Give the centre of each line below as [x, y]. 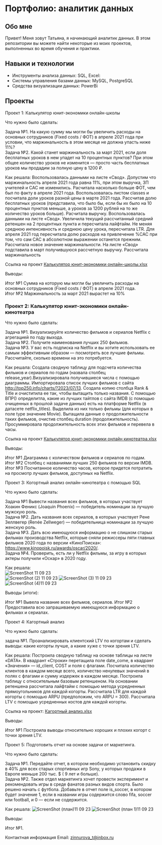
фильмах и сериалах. [27, 612]
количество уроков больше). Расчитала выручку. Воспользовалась [75, 213]
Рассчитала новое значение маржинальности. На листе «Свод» [72, 244]
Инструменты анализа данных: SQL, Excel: [56, 75]
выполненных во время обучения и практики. [53, 48]
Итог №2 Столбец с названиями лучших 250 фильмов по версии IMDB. [79, 463]
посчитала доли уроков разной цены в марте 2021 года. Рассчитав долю [81, 198]
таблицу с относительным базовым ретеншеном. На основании [72, 681]
